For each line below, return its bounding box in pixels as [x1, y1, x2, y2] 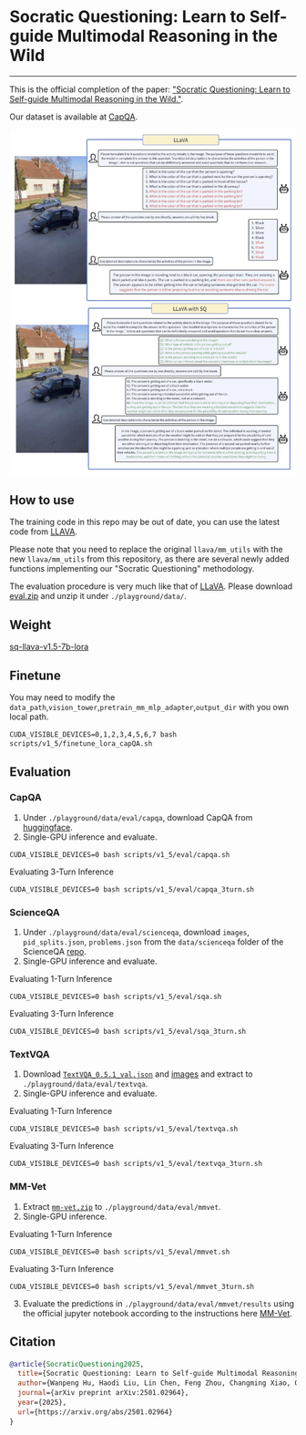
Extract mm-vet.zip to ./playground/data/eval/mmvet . [22, 1201, 221, 1212]
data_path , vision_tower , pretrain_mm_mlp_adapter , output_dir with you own [9, 702, 290, 713]
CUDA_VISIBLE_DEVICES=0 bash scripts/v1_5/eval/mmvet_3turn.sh [9, 1282, 255, 1291]
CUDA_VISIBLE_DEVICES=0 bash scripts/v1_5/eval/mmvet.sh [9, 1247, 230, 1256]
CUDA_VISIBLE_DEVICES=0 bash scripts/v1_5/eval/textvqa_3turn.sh [9, 1160, 262, 1169]
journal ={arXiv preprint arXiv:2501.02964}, [17, 1389, 189, 1398]
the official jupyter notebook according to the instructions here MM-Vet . [22, 1307, 293, 1318]
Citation [9, 1334, 56, 1350]
